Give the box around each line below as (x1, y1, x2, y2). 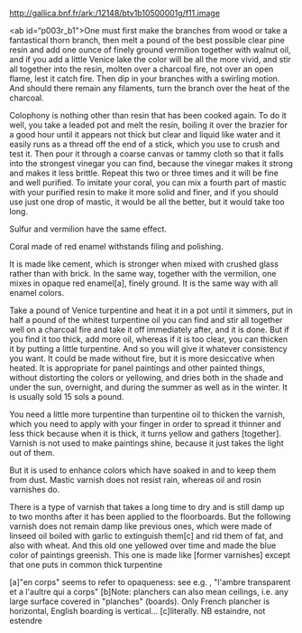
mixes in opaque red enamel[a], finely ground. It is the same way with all (9, 278, 279, 288)
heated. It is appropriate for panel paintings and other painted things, (9, 363, 266, 373)
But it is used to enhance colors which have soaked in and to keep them (9, 465, 277, 476)
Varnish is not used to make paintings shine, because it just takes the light (9, 438, 284, 449)
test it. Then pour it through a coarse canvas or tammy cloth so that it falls (9, 148, 284, 159)
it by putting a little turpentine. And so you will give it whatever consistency (9, 344, 288, 354)
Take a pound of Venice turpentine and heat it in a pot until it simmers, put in (9, 305, 293, 316)
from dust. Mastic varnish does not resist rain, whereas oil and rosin (9, 475, 261, 485)
